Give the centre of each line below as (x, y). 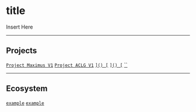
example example (25, 103)
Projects (22, 51)
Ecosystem (27, 89)
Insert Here (20, 27)
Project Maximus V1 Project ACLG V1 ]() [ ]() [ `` (67, 65)
